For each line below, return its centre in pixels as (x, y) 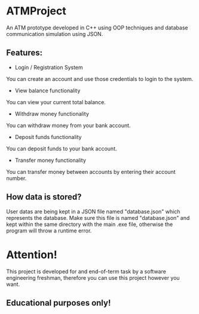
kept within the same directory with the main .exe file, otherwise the (90, 224)
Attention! (32, 254)
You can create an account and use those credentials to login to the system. (100, 78)
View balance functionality (48, 90)
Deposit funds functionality (48, 137)
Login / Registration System (49, 67)
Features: (25, 53)
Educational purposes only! (59, 303)
